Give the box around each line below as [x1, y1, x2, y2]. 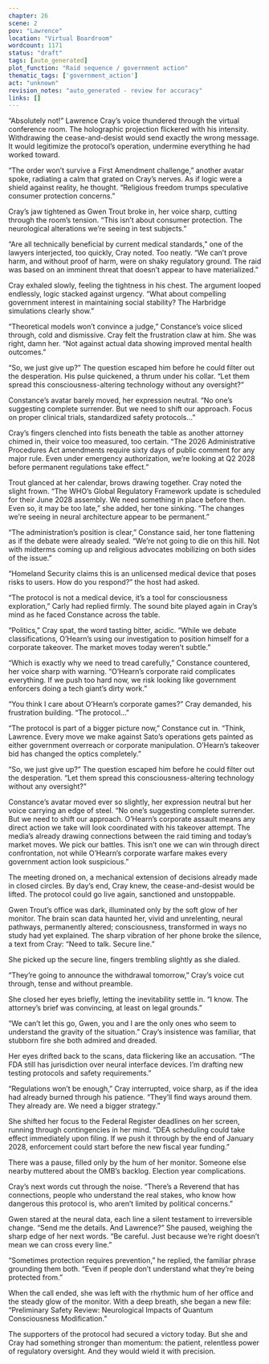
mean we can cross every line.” [8, 1240, 112, 1250]
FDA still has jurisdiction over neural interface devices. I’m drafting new [8, 1060, 243, 1069]
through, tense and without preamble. [8, 979, 133, 989]
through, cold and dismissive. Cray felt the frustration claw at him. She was [8, 330, 257, 340]
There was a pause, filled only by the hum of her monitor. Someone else [8, 1158, 247, 1167]
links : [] [8, 94, 42, 102]
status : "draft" [8, 49, 63, 57]
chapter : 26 [8, 11, 48, 20]
